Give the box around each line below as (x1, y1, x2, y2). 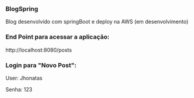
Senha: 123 (5, 86, 33, 93)
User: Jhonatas (5, 74, 42, 81)
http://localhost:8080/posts (5, 46, 72, 53)
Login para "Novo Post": (5, 61, 77, 69)
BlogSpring (5, 5, 39, 13)
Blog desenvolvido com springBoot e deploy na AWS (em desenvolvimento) (5, 18, 189, 25)
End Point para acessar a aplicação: (5, 33, 110, 41)
